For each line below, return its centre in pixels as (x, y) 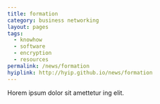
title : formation (33, 14)
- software (30, 46)
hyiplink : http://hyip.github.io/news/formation (80, 72)
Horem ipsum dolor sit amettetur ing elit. (66, 93)
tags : (15, 33)
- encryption (33, 53)
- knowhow (28, 40)
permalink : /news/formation (49, 66)
